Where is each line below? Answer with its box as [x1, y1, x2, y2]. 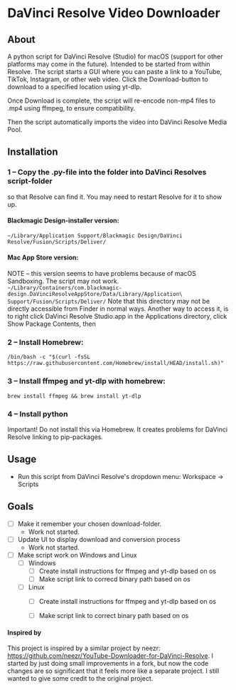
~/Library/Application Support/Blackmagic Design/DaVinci [7, 232, 183, 240]
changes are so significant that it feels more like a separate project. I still [7, 666, 220, 675]
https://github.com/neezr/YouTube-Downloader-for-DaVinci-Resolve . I [7, 652, 213, 660]
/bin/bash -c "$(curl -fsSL [7, 354, 91, 361]
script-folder [7, 176, 53, 186]
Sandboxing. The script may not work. [7, 277, 119, 286]
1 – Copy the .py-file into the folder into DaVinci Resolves [7, 168, 207, 177]
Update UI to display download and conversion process [17, 535, 181, 543]
